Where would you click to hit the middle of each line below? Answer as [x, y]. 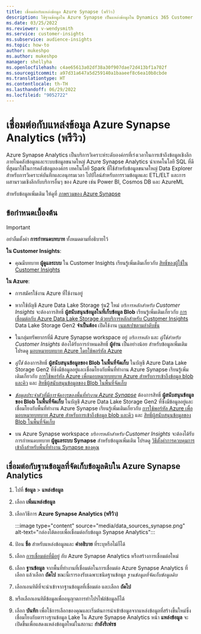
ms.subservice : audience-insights [49, 39]
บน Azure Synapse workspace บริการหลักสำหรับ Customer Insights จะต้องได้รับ [104, 434]
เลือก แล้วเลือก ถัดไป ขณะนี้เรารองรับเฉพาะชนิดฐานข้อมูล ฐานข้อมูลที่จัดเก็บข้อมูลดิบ [96, 575]
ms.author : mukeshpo [32, 56]
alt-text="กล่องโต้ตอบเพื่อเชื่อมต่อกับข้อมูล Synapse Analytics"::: [85, 532]
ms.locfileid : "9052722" [37, 95]
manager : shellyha [29, 62]
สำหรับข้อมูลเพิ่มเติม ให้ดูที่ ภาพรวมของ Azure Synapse [63, 193]
